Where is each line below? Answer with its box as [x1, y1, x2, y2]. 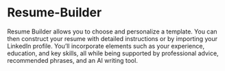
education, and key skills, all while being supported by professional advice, [7, 49, 219, 57]
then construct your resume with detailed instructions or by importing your [7, 34, 218, 42]
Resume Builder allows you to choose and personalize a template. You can [7, 27, 217, 35]
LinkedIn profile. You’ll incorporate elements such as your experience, [7, 42, 204, 50]
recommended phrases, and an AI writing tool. [7, 56, 139, 64]
